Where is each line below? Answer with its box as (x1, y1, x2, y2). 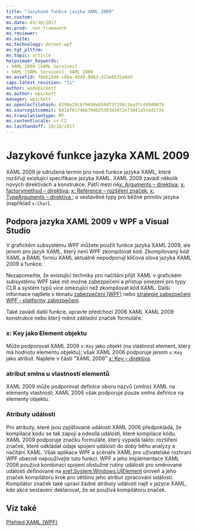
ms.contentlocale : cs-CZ (6, 118, 67, 124)
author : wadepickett (6, 85, 57, 91)
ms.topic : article (6, 52, 51, 58)
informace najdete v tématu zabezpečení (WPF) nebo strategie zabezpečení (6, 290, 191, 297)
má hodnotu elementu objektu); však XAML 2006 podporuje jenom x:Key (6, 349, 183, 356)
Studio (6, 226, 31, 236)
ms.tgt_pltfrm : (6, 47, 44, 53)
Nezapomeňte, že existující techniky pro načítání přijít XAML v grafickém (6, 271, 182, 278)
